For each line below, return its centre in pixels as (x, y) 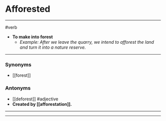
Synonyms (18, 64)
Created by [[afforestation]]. (42, 104)
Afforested (28, 9)
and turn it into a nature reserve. (53, 47)
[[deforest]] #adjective (35, 99)
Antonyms (18, 88)
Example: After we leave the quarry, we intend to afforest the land (87, 42)
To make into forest (33, 37)
